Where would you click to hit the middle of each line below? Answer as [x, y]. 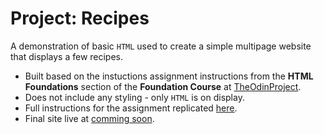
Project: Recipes [80, 18]
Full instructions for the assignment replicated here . [131, 108]
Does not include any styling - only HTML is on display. [134, 97]
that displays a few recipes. [67, 56]
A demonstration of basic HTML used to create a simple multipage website [161, 46]
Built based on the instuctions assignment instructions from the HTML [169, 76]
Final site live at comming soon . [89, 118]
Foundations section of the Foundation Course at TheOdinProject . [163, 86]
